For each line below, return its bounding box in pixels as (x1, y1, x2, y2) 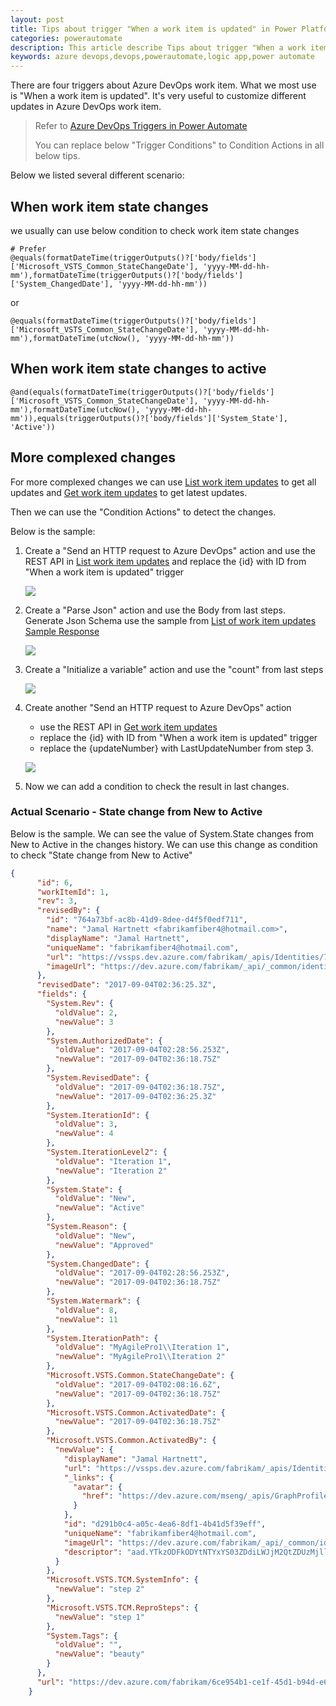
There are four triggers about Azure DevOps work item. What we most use (10, 79, 317, 91)
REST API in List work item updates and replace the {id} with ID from (24, 555, 307, 567)
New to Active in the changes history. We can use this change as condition (10, 838, 318, 850)
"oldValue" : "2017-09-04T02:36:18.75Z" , (54, 1082, 226, 1092)
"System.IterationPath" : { (46, 1333, 159, 1343)
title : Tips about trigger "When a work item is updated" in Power (10, 24, 298, 34)
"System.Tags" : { (46, 1631, 118, 1641)
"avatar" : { (73, 1482, 123, 1492)
